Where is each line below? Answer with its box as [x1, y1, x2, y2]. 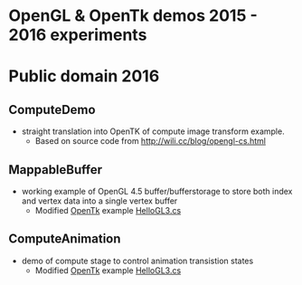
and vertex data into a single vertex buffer [21, 195, 178, 206]
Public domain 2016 [8, 66, 160, 87]
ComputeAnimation [8, 232, 121, 247]
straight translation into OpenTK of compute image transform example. [21, 126, 286, 137]
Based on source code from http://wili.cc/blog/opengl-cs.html [34, 136, 266, 147]
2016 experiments [8, 24, 147, 45]
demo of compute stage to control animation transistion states [21, 255, 254, 266]
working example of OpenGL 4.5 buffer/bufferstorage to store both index [21, 186, 293, 196]
